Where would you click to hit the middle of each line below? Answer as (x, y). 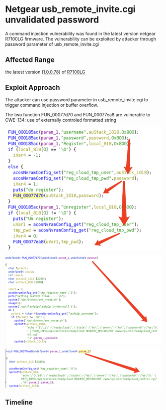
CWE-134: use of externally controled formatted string (61, 120)
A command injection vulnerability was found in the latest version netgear (80, 33)
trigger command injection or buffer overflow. (52, 105)
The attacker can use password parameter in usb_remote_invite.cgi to (77, 100)
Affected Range (30, 60)
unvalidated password (52, 20)
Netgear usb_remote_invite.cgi (70, 9)
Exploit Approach (33, 88)
